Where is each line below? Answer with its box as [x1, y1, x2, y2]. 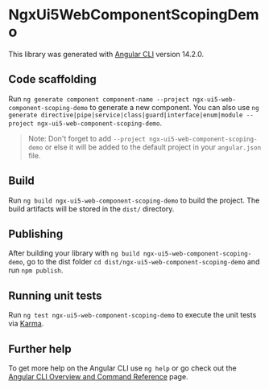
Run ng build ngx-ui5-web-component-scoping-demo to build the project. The [8, 195, 260, 205]
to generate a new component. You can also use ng [89, 102, 259, 112]
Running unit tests [8, 289, 102, 302]
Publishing [8, 227, 64, 240]
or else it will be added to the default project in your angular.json [44, 142, 262, 152]
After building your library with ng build [8, 248, 140, 258]
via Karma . [8, 319, 44, 329]
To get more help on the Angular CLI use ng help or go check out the [8, 363, 237, 373]
